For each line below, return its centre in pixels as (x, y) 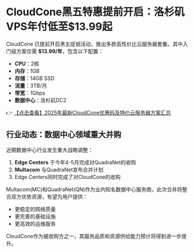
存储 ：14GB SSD (34, 78)
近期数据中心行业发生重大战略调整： (50, 150)
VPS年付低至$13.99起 (59, 27)
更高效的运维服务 (35, 223)
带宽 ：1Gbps (30, 93)
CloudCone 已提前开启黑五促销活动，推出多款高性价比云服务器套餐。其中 (94, 44)
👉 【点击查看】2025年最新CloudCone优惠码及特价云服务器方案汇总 (89, 112)
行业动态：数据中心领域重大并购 (64, 135)
